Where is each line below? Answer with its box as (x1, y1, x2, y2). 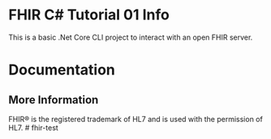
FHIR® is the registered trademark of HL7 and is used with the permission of (8, 114, 264, 124)
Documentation (8, 61, 116, 79)
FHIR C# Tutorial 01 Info (8, 6, 170, 24)
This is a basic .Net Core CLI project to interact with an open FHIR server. (8, 32, 253, 42)
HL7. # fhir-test (8, 123, 58, 133)
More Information (8, 93, 99, 107)
